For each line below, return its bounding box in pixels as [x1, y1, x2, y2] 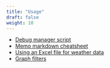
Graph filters [15, 55, 47, 63]
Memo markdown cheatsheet [15, 42, 89, 50]
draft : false [6, 14, 39, 20]
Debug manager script [15, 36, 71, 44]
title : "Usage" [6, 8, 45, 15]
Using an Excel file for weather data [15, 49, 105, 56]
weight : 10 [6, 20, 34, 26]
